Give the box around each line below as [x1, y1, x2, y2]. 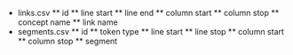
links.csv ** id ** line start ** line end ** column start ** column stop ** [17, 8, 280, 18]
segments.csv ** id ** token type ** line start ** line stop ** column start [17, 27, 284, 36]
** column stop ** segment [17, 35, 118, 46]
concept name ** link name [17, 17, 118, 27]
